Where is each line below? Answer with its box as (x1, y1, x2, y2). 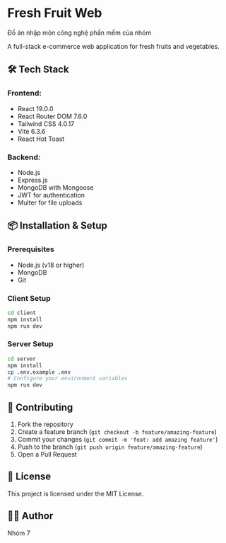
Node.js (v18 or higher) (17, 261, 85, 269)
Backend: (7, 152, 41, 162)
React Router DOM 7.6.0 (17, 112, 88, 120)
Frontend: (7, 88, 42, 98)
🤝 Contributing (7, 401, 73, 413)
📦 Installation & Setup (7, 219, 108, 232)
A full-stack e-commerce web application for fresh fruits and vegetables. (7, 42, 220, 50)
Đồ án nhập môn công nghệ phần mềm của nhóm (7, 28, 152, 37)
